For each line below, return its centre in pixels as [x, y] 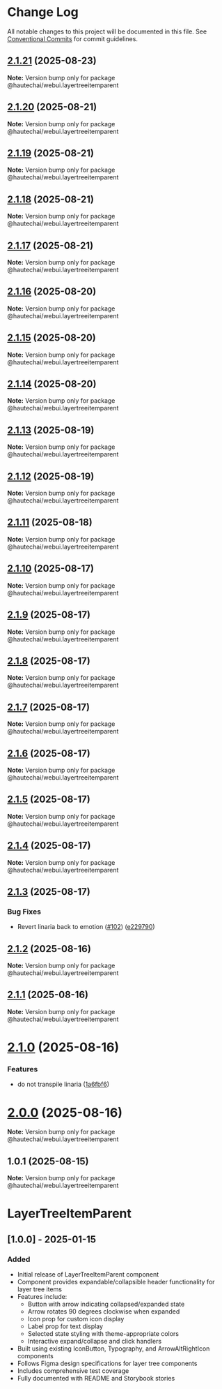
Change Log [43, 12]
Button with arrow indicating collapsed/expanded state [106, 1304]
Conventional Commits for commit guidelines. [72, 38]
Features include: [42, 1296]
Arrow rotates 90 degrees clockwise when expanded [104, 1311]
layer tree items [40, 1289]
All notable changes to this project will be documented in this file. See [107, 31]
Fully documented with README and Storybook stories [96, 1378]
